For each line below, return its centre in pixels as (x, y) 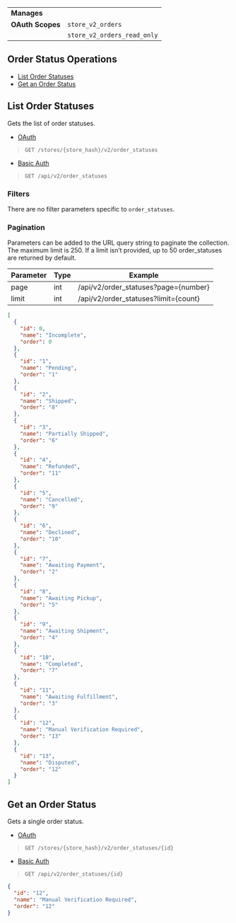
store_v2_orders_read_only (113, 35)
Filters (19, 194)
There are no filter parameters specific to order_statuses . (91, 209)
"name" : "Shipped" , (49, 401)
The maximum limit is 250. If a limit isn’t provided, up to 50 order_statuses (115, 250)
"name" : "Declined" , (50, 533)
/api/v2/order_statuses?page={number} (143, 287)
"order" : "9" (39, 506)
